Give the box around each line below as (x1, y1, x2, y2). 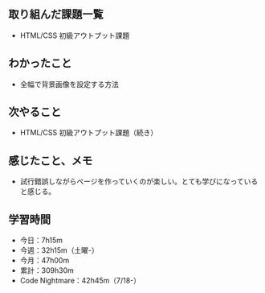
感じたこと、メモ (8, 154, 93, 167)
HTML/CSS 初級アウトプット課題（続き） (19, 128, 158, 138)
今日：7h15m (19, 236, 63, 246)
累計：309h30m (19, 266, 74, 275)
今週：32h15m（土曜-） (19, 246, 99, 255)
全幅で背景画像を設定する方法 (19, 79, 119, 89)
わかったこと (8, 56, 72, 70)
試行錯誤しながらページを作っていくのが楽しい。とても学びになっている (19, 176, 259, 187)
